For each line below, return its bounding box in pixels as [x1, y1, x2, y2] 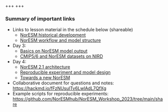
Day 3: [12, 43, 27, 49]
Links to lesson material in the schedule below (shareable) [12, 27, 133, 33]
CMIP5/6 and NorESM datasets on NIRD [20, 53, 103, 59]
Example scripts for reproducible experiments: [12, 91, 109, 97]
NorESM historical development [20, 32, 86, 38]
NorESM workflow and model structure [20, 37, 101, 43]
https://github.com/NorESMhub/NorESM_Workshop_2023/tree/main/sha [12, 96, 163, 102]
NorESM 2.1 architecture [20, 64, 70, 70]
